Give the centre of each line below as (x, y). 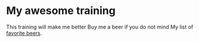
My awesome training (61, 11)
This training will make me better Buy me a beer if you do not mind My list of (100, 27)
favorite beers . (24, 33)
